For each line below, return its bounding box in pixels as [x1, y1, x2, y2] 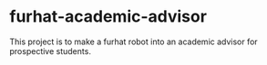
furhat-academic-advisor [9, 6, 208, 27]
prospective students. [9, 45, 91, 56]
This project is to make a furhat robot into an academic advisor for [9, 36, 258, 47]
